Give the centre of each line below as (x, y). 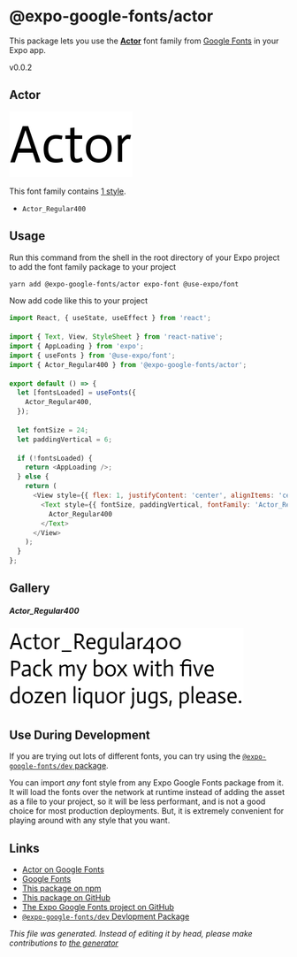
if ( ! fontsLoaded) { (55, 458)
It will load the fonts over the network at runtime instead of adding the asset (147, 792)
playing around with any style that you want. (90, 821)
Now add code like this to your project (79, 301)
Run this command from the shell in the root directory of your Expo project (145, 257)
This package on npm (61, 888)
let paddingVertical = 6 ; (65, 440)
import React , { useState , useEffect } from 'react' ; (110, 318)
